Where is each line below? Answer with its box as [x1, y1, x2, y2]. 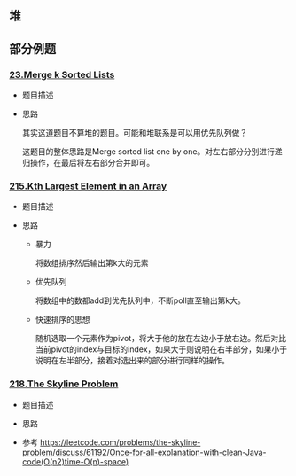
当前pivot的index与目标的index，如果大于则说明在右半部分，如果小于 [35, 344, 288, 355]
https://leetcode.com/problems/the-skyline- [39, 437, 201, 448]
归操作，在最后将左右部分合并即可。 [21, 158, 155, 168]
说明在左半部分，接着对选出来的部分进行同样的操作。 [35, 355, 230, 366]
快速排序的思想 [35, 314, 90, 325]
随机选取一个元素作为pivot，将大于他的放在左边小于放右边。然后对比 [35, 333, 287, 344]
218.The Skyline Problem [9, 378, 119, 390]
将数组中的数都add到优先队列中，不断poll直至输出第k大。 [35, 295, 246, 306]
